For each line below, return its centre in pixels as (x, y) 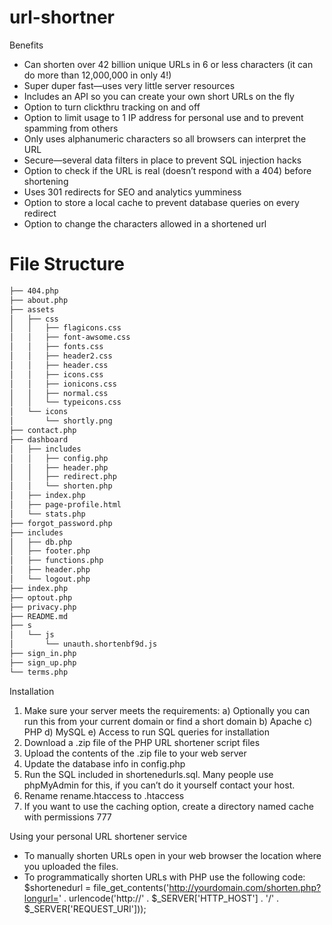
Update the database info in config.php (104, 763)
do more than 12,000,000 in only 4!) (97, 75)
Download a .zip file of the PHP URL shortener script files (142, 742)
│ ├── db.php (41, 542)
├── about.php (39, 300)
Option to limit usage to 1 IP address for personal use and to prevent (163, 117)
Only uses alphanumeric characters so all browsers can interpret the (165, 138)
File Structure (67, 264)
